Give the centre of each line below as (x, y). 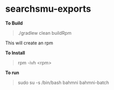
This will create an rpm (29, 43)
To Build (14, 23)
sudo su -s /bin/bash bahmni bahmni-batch (63, 82)
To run (12, 73)
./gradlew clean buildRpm (45, 33)
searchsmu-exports (48, 9)
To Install (15, 53)
